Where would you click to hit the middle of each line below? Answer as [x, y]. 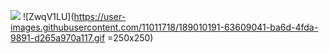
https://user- [100, 16]
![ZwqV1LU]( [48, 16]
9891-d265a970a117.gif [58, 38]
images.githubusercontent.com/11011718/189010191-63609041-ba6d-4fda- [164, 27]
